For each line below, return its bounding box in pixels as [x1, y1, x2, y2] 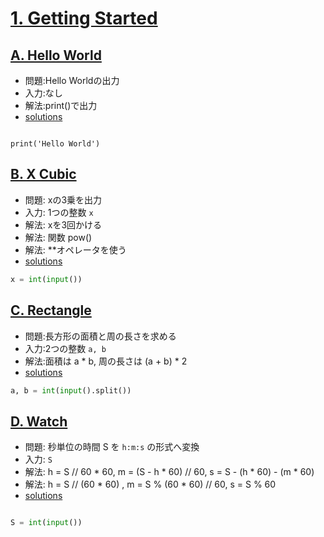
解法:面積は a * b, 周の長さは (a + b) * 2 [24, 355, 188, 367]
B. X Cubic [10, 166, 77, 183]
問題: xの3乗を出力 [24, 193, 103, 206]
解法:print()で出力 [24, 100, 98, 111]
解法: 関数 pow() [24, 231, 93, 243]
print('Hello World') [10, 139, 101, 149]
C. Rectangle [10, 302, 92, 319]
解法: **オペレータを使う [24, 243, 127, 256]
